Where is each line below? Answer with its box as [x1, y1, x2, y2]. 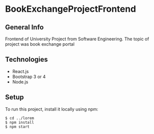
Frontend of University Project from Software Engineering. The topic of [5, 36, 150, 42]
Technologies [5, 55, 48, 64]
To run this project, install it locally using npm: [5, 106, 99, 112]
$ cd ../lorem [5, 115, 35, 121]
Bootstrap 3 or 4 [12, 74, 46, 80]
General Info [5, 23, 44, 31]
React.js [12, 68, 29, 74]
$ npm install [5, 120, 35, 125]
